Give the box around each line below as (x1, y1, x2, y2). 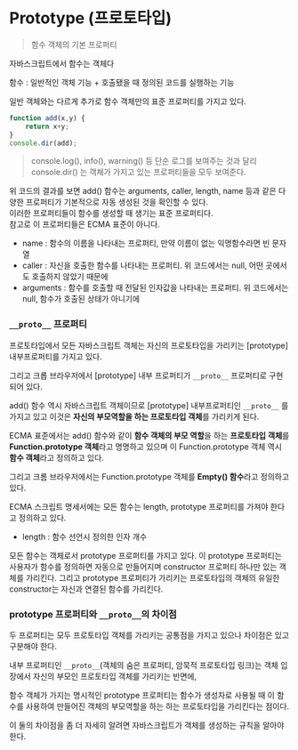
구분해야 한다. (9, 641, 58, 652)
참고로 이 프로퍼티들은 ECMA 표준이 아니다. (9, 219, 160, 230)
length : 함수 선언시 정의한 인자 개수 (21, 531, 148, 542)
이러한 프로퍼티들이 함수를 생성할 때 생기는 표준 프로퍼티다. (9, 208, 213, 219)
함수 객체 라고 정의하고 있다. (9, 452, 104, 463)
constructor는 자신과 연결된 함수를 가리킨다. (9, 584, 164, 594)
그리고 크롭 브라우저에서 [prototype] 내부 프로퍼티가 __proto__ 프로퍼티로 (9, 370, 267, 381)
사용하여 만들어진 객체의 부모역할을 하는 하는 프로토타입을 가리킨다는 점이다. (25, 701, 290, 712)
